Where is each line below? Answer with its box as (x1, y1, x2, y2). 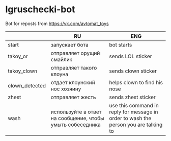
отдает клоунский (50, 79, 96, 86)
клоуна (50, 70, 69, 78)
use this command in (109, 102, 159, 109)
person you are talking (109, 121, 163, 128)
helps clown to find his (109, 79, 163, 86)
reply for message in (109, 108, 158, 115)
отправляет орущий (50, 50, 100, 57)
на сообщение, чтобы (50, 114, 104, 122)
